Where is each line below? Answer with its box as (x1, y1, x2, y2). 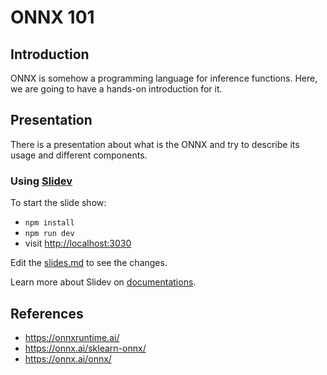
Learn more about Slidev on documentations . (10, 276, 197, 288)
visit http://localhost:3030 (24, 237, 132, 250)
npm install (24, 218, 75, 228)
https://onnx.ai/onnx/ (24, 352, 112, 365)
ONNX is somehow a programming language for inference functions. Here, (10, 72, 318, 84)
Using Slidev (10, 174, 73, 188)
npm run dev (24, 229, 75, 239)
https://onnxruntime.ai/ (24, 331, 120, 343)
